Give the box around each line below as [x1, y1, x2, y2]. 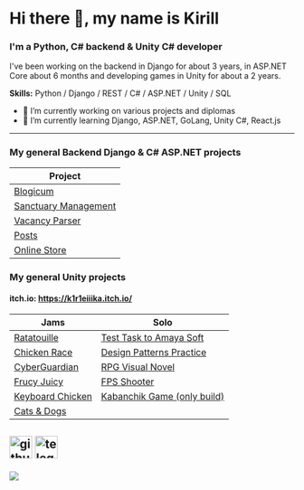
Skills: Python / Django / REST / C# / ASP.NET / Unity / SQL [9, 88, 232, 99]
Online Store [14, 243, 67, 256]
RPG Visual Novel [100, 361, 175, 373]
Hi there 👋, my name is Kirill [9, 8, 220, 29]
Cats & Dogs [14, 404, 67, 417]
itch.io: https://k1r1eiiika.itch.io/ [9, 293, 133, 304]
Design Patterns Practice [100, 345, 206, 358]
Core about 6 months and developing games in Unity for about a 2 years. [9, 71, 281, 81]
